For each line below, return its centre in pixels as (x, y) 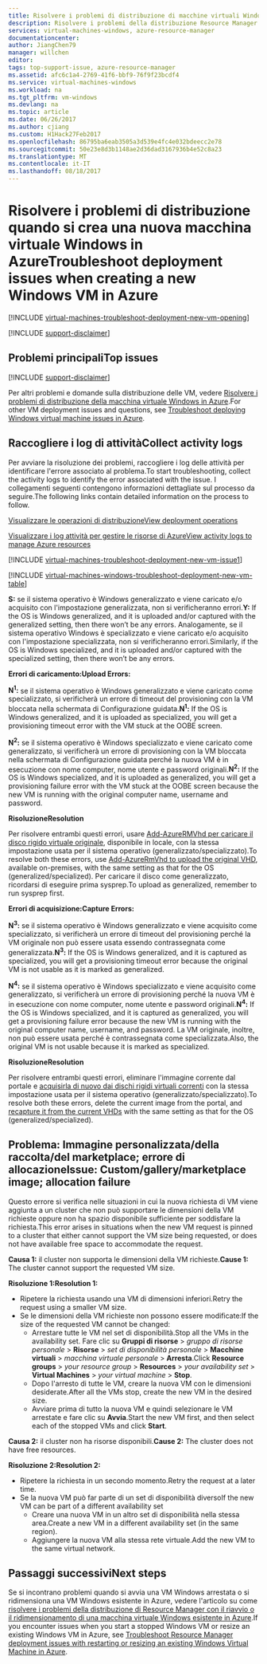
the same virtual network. (73, 1548)
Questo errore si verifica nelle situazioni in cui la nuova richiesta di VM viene (133, 1202)
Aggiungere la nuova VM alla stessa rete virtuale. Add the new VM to (143, 1540)
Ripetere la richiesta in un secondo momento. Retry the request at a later (137, 1481)
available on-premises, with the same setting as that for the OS (111, 868)
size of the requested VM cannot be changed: (95, 1324)
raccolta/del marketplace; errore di (97, 1157)
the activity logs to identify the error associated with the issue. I (112, 479)
